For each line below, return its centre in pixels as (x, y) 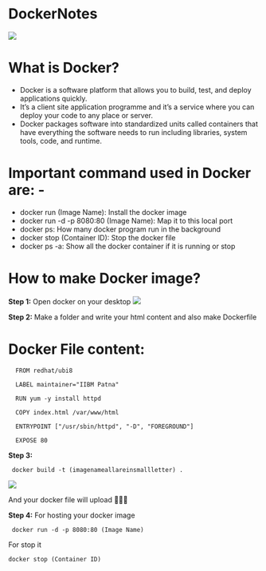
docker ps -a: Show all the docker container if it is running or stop (127, 246)
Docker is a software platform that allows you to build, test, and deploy (136, 89)
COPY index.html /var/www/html (67, 412)
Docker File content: (76, 349)
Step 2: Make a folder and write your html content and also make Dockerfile (133, 317)
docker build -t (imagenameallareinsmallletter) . (97, 470)
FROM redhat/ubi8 (44, 371)
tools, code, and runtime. (61, 141)
